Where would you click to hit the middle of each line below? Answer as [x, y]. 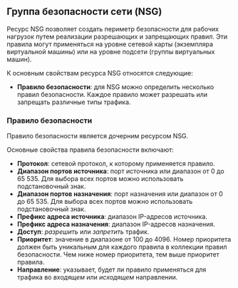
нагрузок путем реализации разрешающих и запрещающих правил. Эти [117, 36]
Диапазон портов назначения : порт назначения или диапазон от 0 [120, 194]
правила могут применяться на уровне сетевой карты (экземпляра [110, 44]
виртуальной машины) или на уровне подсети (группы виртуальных [111, 51]
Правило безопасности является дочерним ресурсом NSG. [98, 136]
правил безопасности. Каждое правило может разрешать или [112, 94]
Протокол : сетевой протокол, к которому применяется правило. [116, 164]
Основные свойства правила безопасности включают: [90, 150]
